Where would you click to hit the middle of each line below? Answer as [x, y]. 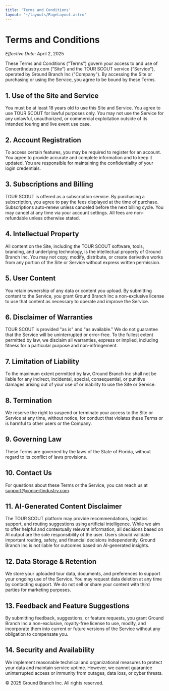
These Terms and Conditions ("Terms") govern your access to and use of [81, 63]
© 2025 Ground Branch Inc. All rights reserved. [54, 683]
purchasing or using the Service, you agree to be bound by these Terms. [81, 80]
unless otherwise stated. [54, 218]
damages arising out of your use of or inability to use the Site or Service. [80, 385]
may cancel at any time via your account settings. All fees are [69, 212]
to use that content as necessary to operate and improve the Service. [77, 301]
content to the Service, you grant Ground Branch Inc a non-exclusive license [85, 296]
